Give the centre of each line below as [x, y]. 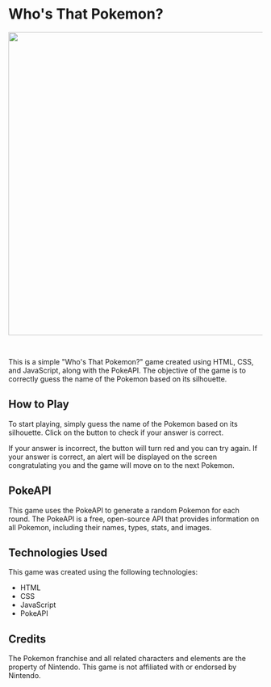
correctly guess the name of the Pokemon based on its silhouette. [118, 379]
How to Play [39, 405]
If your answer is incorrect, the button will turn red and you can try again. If [133, 448]
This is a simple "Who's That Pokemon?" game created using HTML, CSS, [131, 361]
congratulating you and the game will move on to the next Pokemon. [122, 465]
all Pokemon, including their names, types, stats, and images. [110, 527]
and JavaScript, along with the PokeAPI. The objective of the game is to [127, 370]
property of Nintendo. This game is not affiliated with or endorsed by [123, 667]
